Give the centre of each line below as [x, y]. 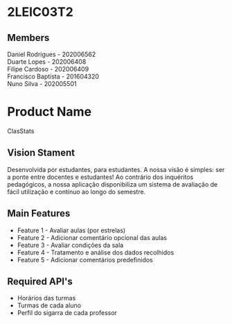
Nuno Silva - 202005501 [42, 84]
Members [28, 38]
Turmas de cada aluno [49, 305]
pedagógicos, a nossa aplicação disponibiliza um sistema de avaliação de [113, 184]
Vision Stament [41, 153]
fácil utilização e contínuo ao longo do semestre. [77, 191]
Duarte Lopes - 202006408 [47, 62]
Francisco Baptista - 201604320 [53, 76]
